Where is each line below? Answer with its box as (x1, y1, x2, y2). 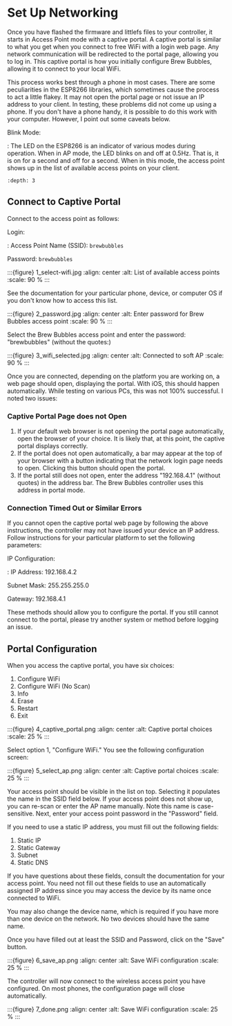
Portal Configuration (7, 643, 97, 655)
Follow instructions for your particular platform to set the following (7, 533, 195, 542)
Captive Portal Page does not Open (7, 411, 127, 421)
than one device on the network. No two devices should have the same (7, 914, 209, 923)
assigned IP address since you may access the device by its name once (7, 887, 212, 895)
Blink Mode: (7, 128, 41, 136)
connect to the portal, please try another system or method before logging (7, 615, 219, 624)
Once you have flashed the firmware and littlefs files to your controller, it (7, 28, 213, 36)
